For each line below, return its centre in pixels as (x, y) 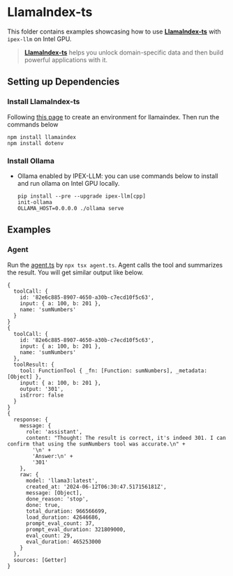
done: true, (43, 505)
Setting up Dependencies (63, 82)
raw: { (29, 474)
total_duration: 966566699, (67, 511)
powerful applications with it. (66, 59)
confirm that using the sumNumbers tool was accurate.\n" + (97, 444)
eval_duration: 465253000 (63, 542)
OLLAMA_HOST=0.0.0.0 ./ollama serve (70, 208)
